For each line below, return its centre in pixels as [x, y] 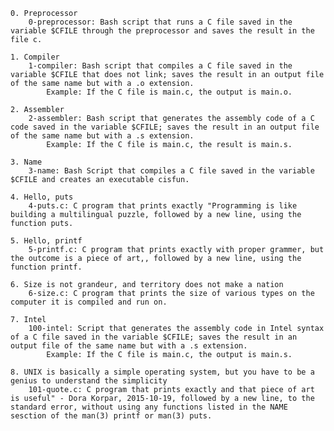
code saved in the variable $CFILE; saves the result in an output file [165, 127]
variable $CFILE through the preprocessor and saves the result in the [162, 31]
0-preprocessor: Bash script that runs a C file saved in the [160, 22]
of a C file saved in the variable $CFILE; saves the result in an [154, 337]
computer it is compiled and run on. [89, 302]
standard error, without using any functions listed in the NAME [149, 407]
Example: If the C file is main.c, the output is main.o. [169, 92]
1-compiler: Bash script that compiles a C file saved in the [160, 66]
